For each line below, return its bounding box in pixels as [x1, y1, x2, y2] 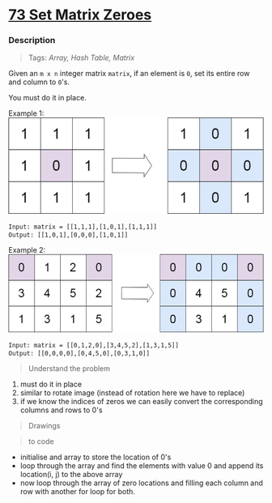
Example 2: [8, 245, 46, 254]
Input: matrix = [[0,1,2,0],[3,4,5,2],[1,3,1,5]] [8, 341, 180, 349]
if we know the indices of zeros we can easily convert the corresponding [19, 396, 263, 406]
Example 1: [8, 109, 45, 118]
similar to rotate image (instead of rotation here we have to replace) [19, 387, 245, 398]
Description [8, 35, 56, 46]
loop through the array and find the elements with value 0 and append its [19, 460, 264, 471]
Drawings [28, 420, 61, 430]
